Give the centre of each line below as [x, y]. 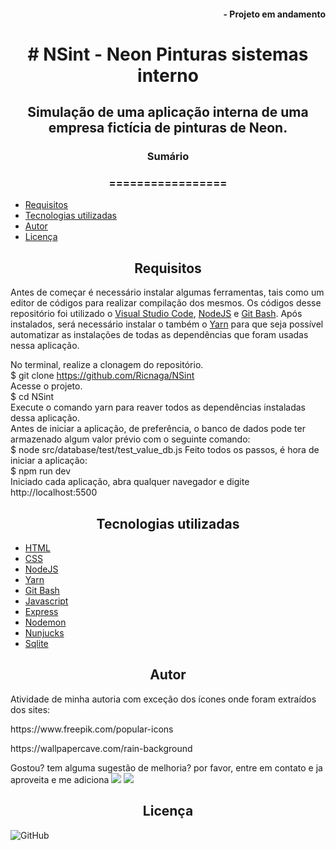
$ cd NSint [32, 397]
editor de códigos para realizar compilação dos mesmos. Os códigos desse [166, 303]
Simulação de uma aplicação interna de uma [168, 112]
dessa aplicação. [45, 418]
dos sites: [30, 709]
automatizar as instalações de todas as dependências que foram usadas [159, 335]
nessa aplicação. [45, 346]
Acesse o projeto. [46, 386]
